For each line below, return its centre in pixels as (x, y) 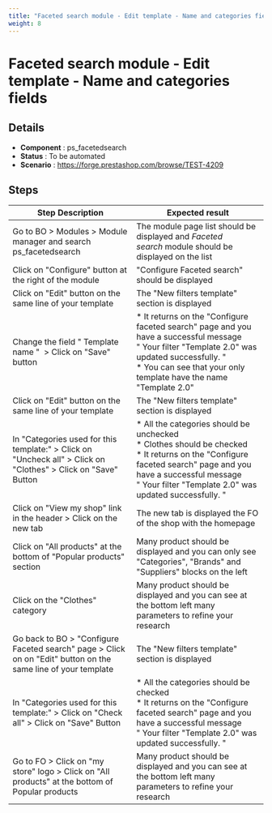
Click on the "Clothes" (55, 601)
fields (28, 98)
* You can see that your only (191, 367)
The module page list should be (196, 226)
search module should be (185, 246)
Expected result (198, 213)
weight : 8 (25, 24)
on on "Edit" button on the (62, 659)
